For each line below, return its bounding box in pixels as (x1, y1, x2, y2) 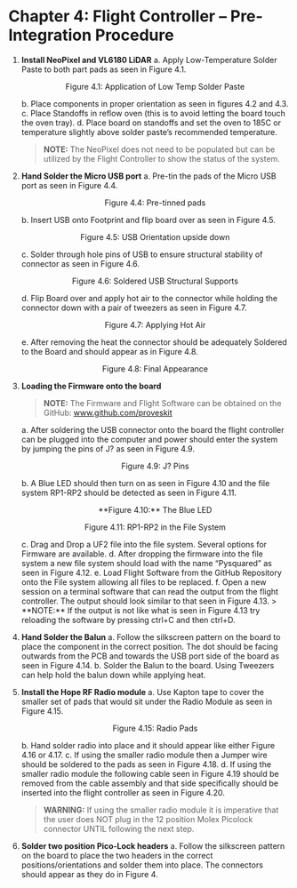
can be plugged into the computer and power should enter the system (20, 434, 278, 444)
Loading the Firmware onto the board (20, 380, 162, 391)
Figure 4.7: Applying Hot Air (104, 319, 206, 330)
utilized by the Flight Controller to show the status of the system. (43, 153, 281, 164)
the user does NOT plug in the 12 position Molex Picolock (43, 813, 253, 824)
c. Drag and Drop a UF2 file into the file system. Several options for (20, 539, 268, 549)
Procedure (94, 25, 174, 45)
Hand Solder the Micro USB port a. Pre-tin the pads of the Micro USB (20, 171, 277, 181)
